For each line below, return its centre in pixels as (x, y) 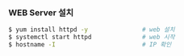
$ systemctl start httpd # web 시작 (92, 38)
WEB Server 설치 (41, 12)
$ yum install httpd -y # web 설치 (92, 30)
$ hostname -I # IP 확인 (90, 45)
